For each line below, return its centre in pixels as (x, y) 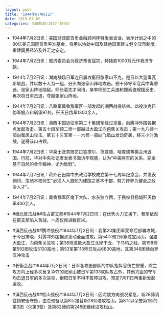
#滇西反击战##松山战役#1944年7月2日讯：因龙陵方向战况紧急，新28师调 (86, 295)
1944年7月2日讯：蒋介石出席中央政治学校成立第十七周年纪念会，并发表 (84, 175)
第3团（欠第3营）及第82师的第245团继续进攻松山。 (64, 307)
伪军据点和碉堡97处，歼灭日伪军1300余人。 (56, 112)
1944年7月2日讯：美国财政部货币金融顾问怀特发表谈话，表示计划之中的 (84, 38)
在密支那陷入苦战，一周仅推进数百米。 (51, 220)
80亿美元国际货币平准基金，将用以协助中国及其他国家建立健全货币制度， (86, 44)
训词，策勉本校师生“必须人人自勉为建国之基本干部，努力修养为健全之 (82, 181)
